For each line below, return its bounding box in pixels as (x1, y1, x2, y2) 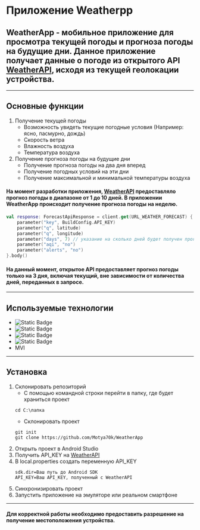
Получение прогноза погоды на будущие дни (14, 155, 130, 162)
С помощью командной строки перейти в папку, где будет (23, 389, 174, 396)
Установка (6, 367, 48, 377)
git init (14, 429, 37, 435)
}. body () (6, 253, 28, 259)
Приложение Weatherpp (6, 4, 133, 17)
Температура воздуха (23, 149, 80, 156)
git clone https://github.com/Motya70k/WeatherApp (14, 434, 143, 440)
